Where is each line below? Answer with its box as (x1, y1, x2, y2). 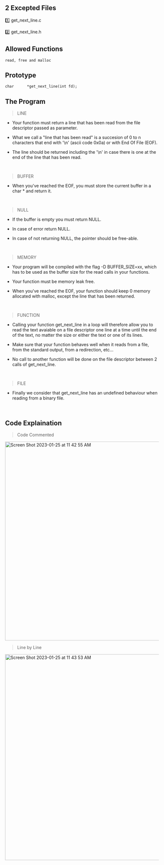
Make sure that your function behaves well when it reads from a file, (12, 342, 149, 348)
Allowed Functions (5, 45, 63, 53)
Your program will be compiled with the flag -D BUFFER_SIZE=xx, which (12, 264, 157, 270)
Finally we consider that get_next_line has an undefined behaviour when (12, 390, 158, 396)
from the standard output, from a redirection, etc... (12, 347, 114, 353)
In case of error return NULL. (12, 226, 71, 232)
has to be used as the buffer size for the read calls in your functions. (12, 269, 150, 275)
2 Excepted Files (5, 4, 57, 12)
